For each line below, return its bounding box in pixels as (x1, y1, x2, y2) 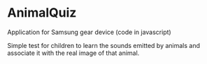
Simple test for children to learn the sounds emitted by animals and (7, 41, 201, 49)
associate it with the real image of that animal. (7, 49, 140, 57)
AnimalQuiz (7, 5, 77, 21)
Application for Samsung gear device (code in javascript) (7, 28, 171, 36)
